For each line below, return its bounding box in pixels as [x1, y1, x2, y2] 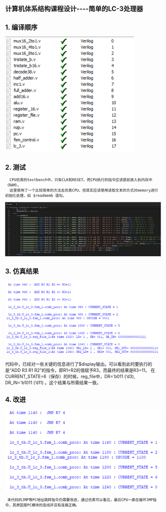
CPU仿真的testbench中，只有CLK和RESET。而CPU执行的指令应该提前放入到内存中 [9, 178, 153, 183]
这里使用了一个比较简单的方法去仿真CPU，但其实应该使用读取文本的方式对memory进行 [9, 188, 158, 193]
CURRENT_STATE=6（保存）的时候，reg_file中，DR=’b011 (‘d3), [5, 373, 135, 379]
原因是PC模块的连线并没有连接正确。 [16, 503, 80, 508]
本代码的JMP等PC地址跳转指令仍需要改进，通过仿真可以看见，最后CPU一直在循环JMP [7, 497, 153, 502]
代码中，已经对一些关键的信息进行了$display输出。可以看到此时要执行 [5, 361, 148, 367]
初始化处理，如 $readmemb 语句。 [5, 193, 67, 198]
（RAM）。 [5, 183, 21, 188]
